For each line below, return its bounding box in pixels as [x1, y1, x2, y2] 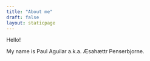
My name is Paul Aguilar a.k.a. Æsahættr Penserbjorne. [6, 48, 145, 55]
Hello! [6, 36, 21, 44]
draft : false [6, 14, 39, 20]
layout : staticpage [6, 20, 56, 26]
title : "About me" [6, 8, 53, 15]
